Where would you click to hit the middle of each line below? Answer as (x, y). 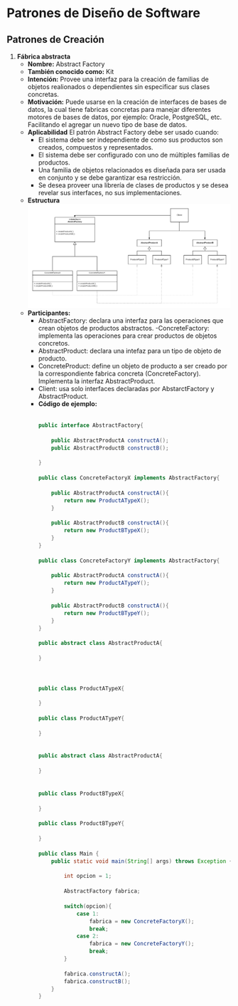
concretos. (54, 343)
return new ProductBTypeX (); (107, 531)
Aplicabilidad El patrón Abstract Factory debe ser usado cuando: (123, 132)
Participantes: (49, 313)
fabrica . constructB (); (97, 981)
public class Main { (69, 854)
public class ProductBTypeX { (81, 793)
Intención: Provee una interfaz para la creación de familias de (118, 79)
